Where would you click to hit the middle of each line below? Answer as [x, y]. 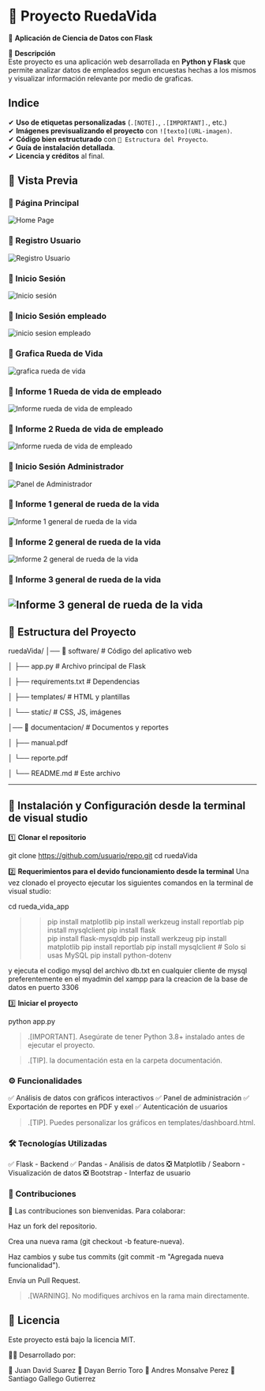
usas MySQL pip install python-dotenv [109, 955]
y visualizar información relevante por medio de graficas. [101, 78]
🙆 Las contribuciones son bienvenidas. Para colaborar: [97, 1210]
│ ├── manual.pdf [38, 743]
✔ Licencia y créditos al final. [56, 156]
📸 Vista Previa [43, 181]
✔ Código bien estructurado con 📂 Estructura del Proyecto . [108, 139]
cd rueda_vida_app [39, 906]
